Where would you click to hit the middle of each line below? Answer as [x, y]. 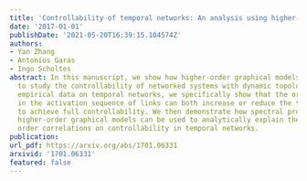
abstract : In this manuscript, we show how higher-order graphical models [155, 78]
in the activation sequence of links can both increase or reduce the [155, 103]
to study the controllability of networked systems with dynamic [145, 86]
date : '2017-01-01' [47, 27]
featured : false [40, 162]
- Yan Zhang [32, 52]
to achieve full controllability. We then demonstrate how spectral [151, 112]
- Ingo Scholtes [40, 69]
